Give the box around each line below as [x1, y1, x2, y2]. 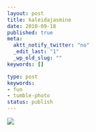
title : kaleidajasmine [7, 16, 71, 23]
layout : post [7, 10, 44, 17]
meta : [7, 36, 22, 42]
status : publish [7, 98, 53, 106]
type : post [7, 73, 38, 80]
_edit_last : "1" [13, 49, 59, 55]
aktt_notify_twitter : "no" [13, 42, 90, 49]
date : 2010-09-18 [7, 23, 57, 29]
